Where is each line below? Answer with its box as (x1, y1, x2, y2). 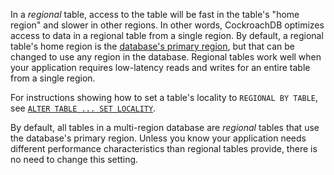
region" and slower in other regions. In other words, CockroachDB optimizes (10, 19, 325, 31)
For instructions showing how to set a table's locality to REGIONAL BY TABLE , (10, 92, 319, 103)
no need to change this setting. (10, 154, 139, 165)
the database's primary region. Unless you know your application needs (10, 132, 307, 144)
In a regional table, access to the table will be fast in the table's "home (10, 9, 300, 20)
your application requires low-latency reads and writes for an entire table (10, 62, 311, 73)
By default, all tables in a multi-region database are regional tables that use (10, 122, 320, 133)
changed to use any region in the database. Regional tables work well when (10, 51, 322, 63)
